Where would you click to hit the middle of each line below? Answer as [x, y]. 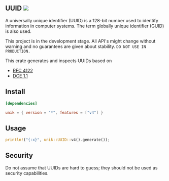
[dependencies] [21, 103]
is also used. [19, 31]
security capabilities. [27, 173]
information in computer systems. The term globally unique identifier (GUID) [85, 26]
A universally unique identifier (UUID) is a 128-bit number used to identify [82, 20]
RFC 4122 [23, 70]
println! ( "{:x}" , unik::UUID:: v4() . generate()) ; [58, 140]
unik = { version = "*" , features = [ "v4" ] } [54, 112]
